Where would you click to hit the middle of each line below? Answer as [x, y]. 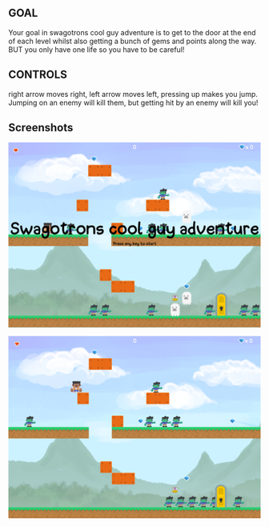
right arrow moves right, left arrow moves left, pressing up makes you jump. [133, 94]
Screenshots [41, 128]
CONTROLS [38, 75]
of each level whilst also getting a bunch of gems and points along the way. [132, 41]
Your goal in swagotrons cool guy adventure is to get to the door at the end [132, 32]
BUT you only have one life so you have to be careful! [96, 49]
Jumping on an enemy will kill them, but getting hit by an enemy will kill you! [133, 103]
